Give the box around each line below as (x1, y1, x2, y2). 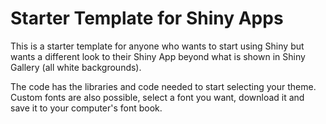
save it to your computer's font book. (10, 102, 163, 114)
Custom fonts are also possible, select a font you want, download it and (10, 91, 305, 103)
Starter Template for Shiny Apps (10, 7, 284, 30)
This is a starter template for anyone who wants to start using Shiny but (10, 40, 305, 52)
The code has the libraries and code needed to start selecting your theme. (10, 80, 317, 92)
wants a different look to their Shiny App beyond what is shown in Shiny (10, 50, 306, 62)
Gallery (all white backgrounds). (10, 61, 142, 73)
